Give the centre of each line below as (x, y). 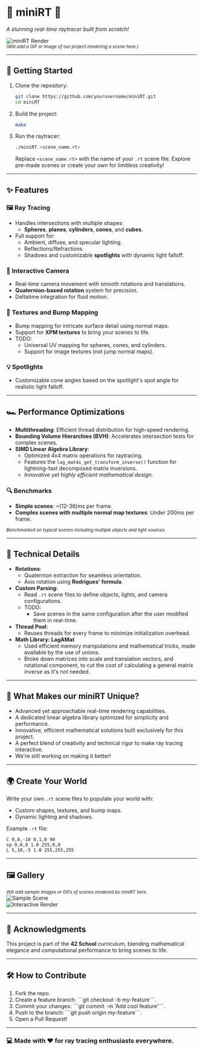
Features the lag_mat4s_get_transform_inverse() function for (100, 461)
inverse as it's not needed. (57, 671)
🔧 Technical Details (43, 554)
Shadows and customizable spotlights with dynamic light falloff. (104, 255)
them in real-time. (55, 620)
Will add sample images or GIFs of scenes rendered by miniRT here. (77, 892)
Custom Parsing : (37, 588)
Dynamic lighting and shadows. (54, 817)
